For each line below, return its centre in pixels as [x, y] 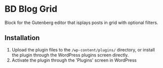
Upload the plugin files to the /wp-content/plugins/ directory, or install [83, 49]
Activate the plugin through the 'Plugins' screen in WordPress [74, 60]
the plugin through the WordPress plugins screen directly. [70, 55]
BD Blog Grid [31, 9]
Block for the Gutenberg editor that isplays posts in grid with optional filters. [81, 23]
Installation [22, 38]
